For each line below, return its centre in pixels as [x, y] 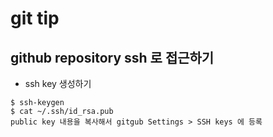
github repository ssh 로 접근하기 [112, 57]
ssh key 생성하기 [58, 83]
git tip [35, 18]
